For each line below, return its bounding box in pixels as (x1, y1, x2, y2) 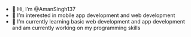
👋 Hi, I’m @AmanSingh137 (11, 6, 76, 12)
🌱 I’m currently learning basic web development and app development (11, 18, 186, 25)
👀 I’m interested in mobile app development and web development (11, 12, 175, 19)
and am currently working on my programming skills (11, 24, 141, 31)
